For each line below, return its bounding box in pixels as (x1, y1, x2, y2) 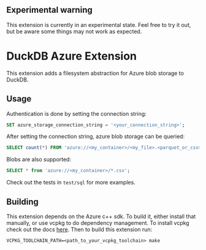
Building (6, 196, 39, 207)
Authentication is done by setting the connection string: (6, 110, 147, 117)
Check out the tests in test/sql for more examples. (6, 179, 136, 186)
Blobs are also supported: (6, 156, 72, 163)
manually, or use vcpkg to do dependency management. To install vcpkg (6, 219, 189, 226)
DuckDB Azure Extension (6, 49, 137, 63)
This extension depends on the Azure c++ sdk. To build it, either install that (6, 213, 196, 220)
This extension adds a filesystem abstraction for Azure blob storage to (6, 69, 184, 77)
